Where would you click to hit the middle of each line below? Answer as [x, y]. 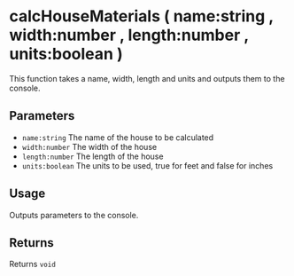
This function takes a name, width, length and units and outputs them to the [147, 78]
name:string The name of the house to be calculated [118, 137]
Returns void [32, 264]
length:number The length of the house [93, 156]
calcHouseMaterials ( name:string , [141, 16]
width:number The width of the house [89, 146]
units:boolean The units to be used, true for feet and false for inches [147, 165]
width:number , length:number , [129, 35]
